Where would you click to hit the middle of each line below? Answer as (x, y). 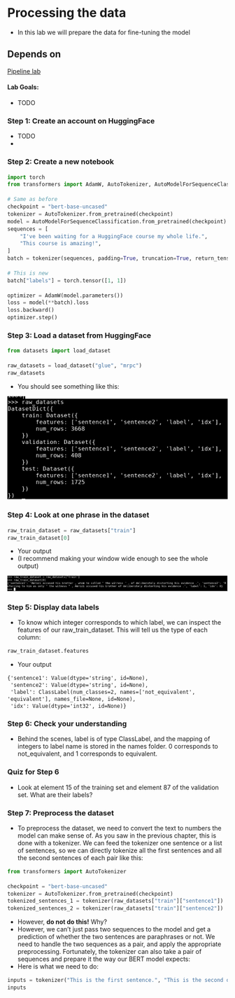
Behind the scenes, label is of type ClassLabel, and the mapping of (114, 739)
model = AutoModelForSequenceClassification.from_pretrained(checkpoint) (117, 221)
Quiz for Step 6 (33, 772)
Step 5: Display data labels (53, 607)
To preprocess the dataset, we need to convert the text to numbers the (119, 828)
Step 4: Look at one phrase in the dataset (78, 515)
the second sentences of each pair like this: (80, 858)
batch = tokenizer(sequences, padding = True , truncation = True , (100, 258)
